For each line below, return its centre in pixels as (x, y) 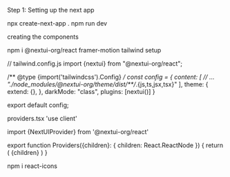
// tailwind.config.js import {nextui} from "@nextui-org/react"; (95, 64)
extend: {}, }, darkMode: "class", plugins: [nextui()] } (81, 92)
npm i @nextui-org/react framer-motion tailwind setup (84, 50)
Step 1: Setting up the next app (51, 10)
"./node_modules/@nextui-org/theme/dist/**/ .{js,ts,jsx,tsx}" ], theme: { (108, 84)
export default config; (38, 105)
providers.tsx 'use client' (42, 118)
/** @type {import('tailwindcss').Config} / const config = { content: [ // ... (111, 77)
